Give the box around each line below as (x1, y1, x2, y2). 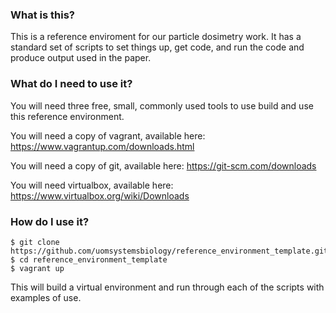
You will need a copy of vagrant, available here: (10, 129, 206, 142)
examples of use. (10, 291, 82, 303)
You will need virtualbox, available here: (10, 179, 174, 191)
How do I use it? (10, 214, 90, 228)
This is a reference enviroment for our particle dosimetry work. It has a (10, 31, 302, 43)
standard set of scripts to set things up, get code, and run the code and (10, 41, 305, 53)
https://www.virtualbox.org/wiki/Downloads (10, 189, 190, 202)
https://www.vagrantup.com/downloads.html (10, 140, 195, 152)
